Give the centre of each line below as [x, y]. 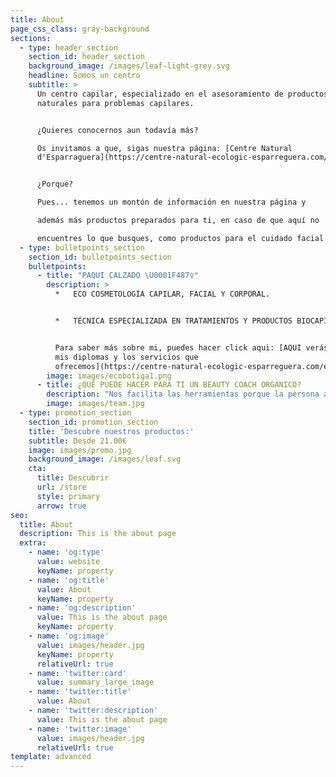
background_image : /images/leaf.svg [105, 459]
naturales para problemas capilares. [115, 103]
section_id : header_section [86, 57]
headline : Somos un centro [84, 76]
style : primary [68, 496]
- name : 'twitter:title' [80, 692]
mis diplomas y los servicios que [126, 357]
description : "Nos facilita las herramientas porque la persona [183, 394]
